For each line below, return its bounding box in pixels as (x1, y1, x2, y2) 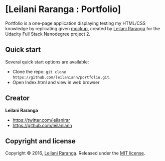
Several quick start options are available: (5, 59, 89, 65)
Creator (5, 94, 30, 103)
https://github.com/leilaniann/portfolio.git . (12, 74, 111, 80)
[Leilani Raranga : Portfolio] (5, 4, 121, 15)
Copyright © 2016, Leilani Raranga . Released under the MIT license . (5, 150, 145, 156)
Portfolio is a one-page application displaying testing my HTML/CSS (5, 20, 146, 26)
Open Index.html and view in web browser (12, 79, 100, 85)
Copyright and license (5, 137, 76, 145)
